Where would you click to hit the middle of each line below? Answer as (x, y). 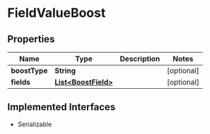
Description (140, 59)
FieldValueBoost (57, 13)
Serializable (35, 124)
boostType (29, 71)
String (65, 71)
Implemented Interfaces (62, 107)
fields (21, 82)
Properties (31, 39)
